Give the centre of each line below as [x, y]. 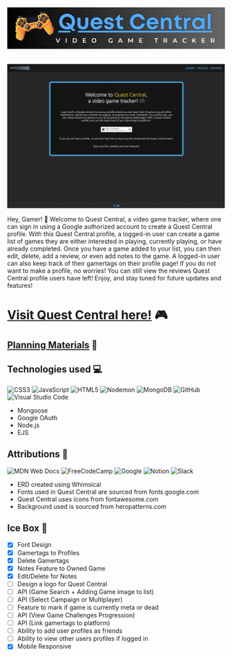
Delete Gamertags [43, 560]
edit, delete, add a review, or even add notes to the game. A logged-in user [114, 256]
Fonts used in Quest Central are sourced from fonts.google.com [108, 492]
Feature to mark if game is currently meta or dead [88, 607]
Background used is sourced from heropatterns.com [92, 506]
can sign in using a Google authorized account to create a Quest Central [110, 227]
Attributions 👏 [38, 454]
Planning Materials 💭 [52, 345]
